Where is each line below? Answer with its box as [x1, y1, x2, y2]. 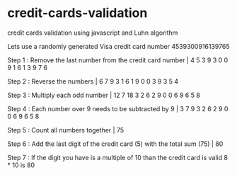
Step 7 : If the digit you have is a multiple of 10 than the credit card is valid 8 [7, 153, 229, 162]
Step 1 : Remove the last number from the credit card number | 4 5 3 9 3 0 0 [7, 55, 229, 64]
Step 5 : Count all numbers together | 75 [7, 125, 125, 134]
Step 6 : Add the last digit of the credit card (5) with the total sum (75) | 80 [7, 140, 224, 148]
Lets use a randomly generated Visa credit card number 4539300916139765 [7, 42, 230, 50]
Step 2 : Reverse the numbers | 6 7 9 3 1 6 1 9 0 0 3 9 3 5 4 [7, 77, 179, 86]
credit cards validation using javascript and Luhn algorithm [7, 28, 178, 37]
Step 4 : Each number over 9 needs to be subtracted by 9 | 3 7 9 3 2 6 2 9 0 [7, 104, 229, 113]
